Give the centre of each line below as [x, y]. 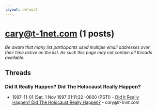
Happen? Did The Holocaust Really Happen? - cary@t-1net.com [76, 102]
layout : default [21, 9]
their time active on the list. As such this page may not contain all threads [79, 52]
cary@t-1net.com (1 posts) [60, 33]
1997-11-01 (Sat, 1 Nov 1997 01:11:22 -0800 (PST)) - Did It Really [75, 97]
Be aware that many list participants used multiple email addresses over [78, 47]
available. [15, 57]
